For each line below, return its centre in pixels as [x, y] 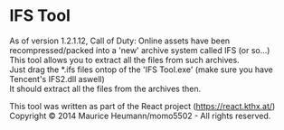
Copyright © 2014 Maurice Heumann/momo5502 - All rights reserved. [140, 116]
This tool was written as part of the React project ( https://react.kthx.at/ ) [142, 106]
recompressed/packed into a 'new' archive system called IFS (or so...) [140, 50]
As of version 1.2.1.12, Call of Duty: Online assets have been [120, 41]
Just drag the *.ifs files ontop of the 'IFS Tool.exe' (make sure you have [141, 70]
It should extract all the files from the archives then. [105, 88]
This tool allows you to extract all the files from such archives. [124, 60]
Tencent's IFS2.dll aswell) [57, 79]
